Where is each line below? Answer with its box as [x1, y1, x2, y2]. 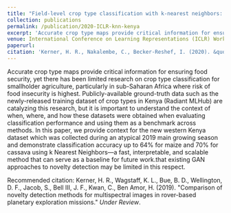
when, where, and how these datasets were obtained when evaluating [7, 111, 206, 119]
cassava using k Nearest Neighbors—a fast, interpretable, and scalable [7, 148, 209, 156]
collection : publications [7, 17, 81, 23]
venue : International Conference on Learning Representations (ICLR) [7, 36, 211, 43]
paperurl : [7, 42, 36, 49]
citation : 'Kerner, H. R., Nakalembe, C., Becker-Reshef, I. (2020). [7, 49, 211, 56]
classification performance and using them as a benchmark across [7, 119, 197, 127]
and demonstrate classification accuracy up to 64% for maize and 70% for [7, 141, 219, 149]
